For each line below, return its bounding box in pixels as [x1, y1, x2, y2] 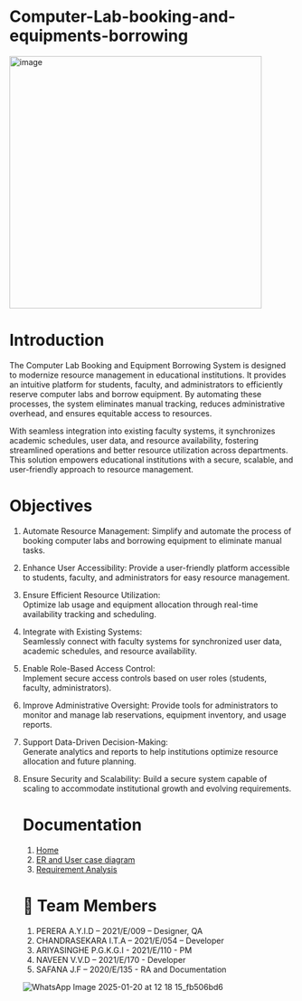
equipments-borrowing [9, 25, 188, 46]
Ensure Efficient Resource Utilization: [22, 589, 161, 600]
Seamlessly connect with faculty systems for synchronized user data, [22, 635, 282, 646]
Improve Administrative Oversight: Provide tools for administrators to [22, 700, 278, 710]
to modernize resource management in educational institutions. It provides [9, 369, 287, 380]
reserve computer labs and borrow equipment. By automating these [9, 388, 262, 399]
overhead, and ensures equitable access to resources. [9, 407, 212, 418]
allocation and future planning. [22, 756, 137, 767]
